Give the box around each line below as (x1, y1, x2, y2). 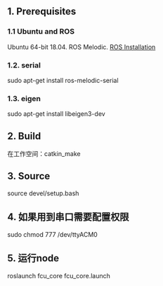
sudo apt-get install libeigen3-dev (7, 110, 105, 118)
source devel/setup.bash (7, 189, 79, 197)
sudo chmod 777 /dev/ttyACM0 (7, 230, 98, 238)
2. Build (7, 130, 41, 142)
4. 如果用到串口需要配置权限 (7, 211, 129, 223)
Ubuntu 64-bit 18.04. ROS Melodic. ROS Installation (7, 42, 156, 51)
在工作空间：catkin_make (7, 150, 81, 158)
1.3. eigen (7, 93, 41, 103)
